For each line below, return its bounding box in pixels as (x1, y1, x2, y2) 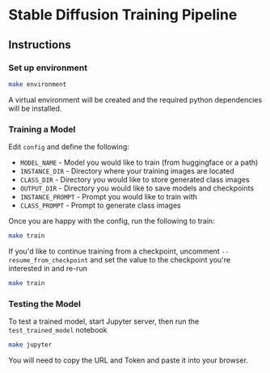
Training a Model (8, 124, 76, 135)
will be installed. (8, 103, 62, 113)
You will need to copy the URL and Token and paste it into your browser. (8, 355, 249, 365)
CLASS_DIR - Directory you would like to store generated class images (19, 175, 250, 185)
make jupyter (8, 341, 53, 349)
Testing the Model (8, 298, 81, 309)
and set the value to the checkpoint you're (90, 254, 231, 264)
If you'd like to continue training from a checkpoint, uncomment (8, 246, 220, 256)
